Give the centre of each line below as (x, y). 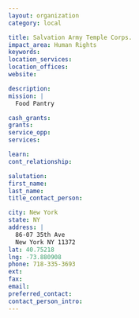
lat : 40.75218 (32, 250)
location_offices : (38, 67)
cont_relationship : (40, 161)
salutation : (28, 176)
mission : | (26, 96)
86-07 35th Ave (40, 235)
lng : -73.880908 (35, 257)
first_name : (28, 184)
